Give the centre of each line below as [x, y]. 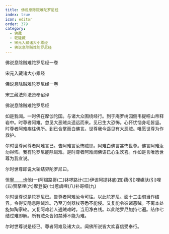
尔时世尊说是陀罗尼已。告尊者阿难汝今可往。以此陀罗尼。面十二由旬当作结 [82, 197]
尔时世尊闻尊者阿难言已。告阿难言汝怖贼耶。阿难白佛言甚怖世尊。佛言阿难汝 [84, 145]
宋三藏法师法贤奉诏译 [27, 94]
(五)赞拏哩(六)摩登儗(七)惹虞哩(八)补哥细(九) [51, 186]
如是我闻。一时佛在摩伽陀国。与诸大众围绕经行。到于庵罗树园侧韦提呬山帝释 [84, 116]
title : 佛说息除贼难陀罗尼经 [32, 10]
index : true [18, 15]
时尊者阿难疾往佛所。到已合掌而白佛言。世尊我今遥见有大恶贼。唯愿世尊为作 [84, 129]
